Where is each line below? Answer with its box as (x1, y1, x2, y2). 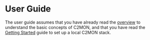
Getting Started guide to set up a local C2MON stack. (5, 29, 111, 35)
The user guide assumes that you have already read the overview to (5, 19, 141, 25)
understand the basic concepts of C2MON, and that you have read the (5, 24, 146, 30)
